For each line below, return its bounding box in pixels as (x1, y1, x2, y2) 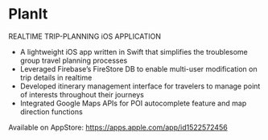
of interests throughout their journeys (19, 89, 145, 99)
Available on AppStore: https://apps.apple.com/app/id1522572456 (8, 122, 228, 132)
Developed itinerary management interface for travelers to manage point (19, 81, 261, 91)
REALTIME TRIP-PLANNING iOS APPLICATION (8, 31, 162, 41)
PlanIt (8, 5, 48, 23)
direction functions (19, 106, 83, 117)
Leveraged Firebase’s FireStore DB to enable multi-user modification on (19, 64, 258, 73)
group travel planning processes (19, 56, 128, 65)
